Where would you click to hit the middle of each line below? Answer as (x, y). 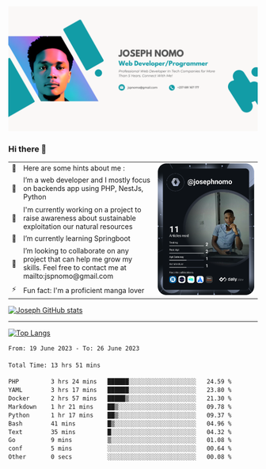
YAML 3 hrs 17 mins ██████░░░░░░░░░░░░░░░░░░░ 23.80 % (120, 391)
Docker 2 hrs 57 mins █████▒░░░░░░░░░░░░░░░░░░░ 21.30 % (120, 398)
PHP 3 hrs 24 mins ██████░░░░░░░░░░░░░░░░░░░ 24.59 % (120, 382)
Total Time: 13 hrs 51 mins (55, 365)
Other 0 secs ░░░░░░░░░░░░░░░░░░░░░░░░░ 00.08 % (120, 457)
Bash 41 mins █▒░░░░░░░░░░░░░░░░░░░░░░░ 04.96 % (120, 423)
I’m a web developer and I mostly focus (87, 180)
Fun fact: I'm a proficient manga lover (84, 290)
